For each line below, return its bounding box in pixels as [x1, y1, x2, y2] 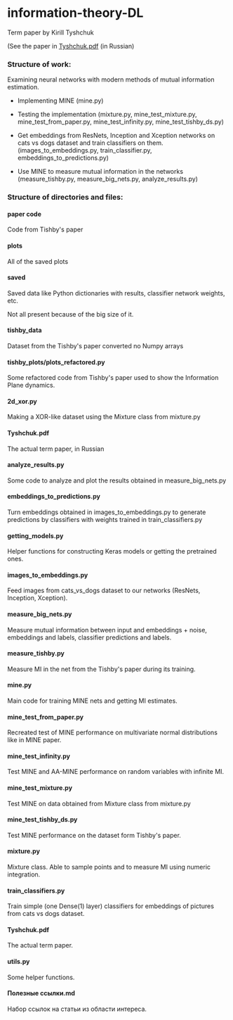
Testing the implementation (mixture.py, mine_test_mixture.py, [17, 110, 198, 119]
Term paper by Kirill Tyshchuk [7, 28, 94, 37]
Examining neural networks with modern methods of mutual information [7, 75, 215, 84]
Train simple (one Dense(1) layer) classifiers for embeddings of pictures [7, 902, 214, 910]
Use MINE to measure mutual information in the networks [17, 167, 184, 176]
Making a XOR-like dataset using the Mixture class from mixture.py [7, 413, 201, 421]
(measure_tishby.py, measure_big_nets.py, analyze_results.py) [17, 174, 199, 184]
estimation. [7, 83, 40, 91]
